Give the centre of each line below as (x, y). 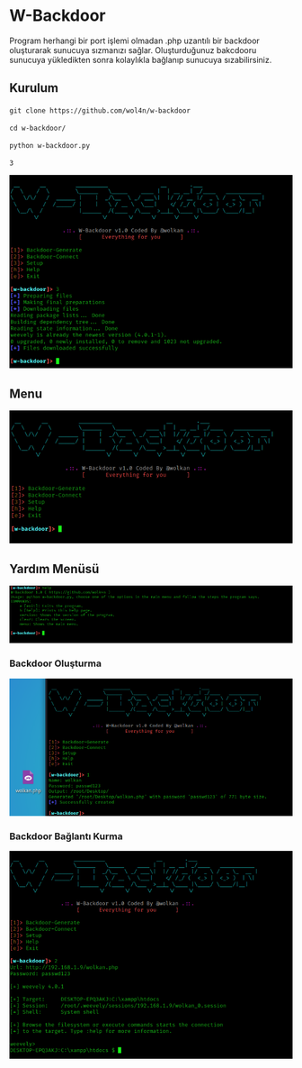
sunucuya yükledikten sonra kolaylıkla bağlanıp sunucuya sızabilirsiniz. (141, 59)
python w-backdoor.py (50, 145)
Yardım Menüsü (54, 569)
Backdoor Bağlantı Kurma (66, 836)
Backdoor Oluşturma (55, 663)
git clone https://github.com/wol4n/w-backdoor (100, 110)
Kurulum (34, 88)
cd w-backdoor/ (38, 128)
